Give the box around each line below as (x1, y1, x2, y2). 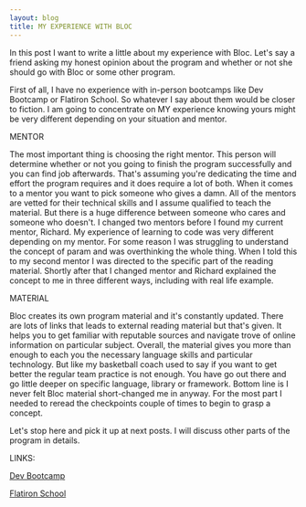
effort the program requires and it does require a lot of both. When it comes (9, 177, 294, 188)
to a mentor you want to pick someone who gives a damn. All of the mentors (9, 187, 297, 198)
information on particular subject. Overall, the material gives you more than (9, 339, 291, 350)
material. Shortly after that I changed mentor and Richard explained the (9, 265, 277, 276)
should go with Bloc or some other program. (9, 66, 176, 78)
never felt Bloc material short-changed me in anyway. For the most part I (9, 387, 283, 398)
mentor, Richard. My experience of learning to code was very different (9, 226, 274, 238)
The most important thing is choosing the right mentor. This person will (9, 148, 277, 160)
